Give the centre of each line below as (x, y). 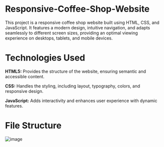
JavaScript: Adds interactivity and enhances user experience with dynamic (81, 101)
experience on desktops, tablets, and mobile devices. (59, 38)
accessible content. (25, 76)
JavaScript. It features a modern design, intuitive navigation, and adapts (78, 27)
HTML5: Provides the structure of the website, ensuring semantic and (76, 71)
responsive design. (24, 91)
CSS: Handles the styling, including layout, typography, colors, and (73, 86)
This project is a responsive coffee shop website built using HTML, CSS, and (82, 22)
